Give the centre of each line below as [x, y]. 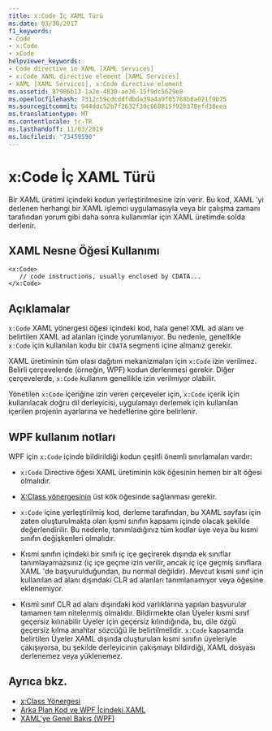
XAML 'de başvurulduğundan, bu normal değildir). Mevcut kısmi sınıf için [142, 571]
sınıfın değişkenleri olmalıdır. [68, 538]
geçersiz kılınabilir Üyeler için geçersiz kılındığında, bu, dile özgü [128, 621]
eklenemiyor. [41, 588]
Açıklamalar [39, 308]
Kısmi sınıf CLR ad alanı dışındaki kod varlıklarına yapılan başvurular [134, 604]
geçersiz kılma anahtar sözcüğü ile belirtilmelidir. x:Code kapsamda [132, 630]
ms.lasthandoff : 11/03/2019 [56, 129]
